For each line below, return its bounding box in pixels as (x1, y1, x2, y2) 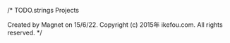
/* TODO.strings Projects (7, 6, 80, 14)
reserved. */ (7, 28, 42, 37)
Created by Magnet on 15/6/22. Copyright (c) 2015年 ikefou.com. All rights (7, 20, 224, 29)
